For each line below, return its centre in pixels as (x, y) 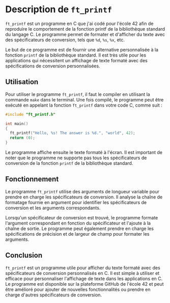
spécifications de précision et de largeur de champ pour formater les (77, 234)
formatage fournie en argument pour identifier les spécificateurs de (76, 202)
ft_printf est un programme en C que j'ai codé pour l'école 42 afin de (79, 23)
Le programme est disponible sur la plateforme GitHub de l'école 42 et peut (84, 284)
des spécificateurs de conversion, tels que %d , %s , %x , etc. (65, 40)
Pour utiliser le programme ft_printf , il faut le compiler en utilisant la (78, 94)
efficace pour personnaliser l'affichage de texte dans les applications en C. (84, 279)
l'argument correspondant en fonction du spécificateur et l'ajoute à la (78, 223)
